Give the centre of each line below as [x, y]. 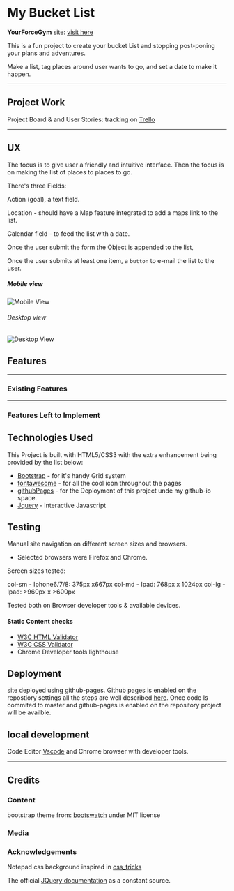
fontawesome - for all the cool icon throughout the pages [99, 483]
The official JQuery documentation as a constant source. [89, 881]
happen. [19, 74]
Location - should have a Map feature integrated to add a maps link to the [112, 212]
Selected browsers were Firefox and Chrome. [82, 557]
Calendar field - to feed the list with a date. [69, 233]
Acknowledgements [42, 851]
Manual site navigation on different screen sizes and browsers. [97, 544]
